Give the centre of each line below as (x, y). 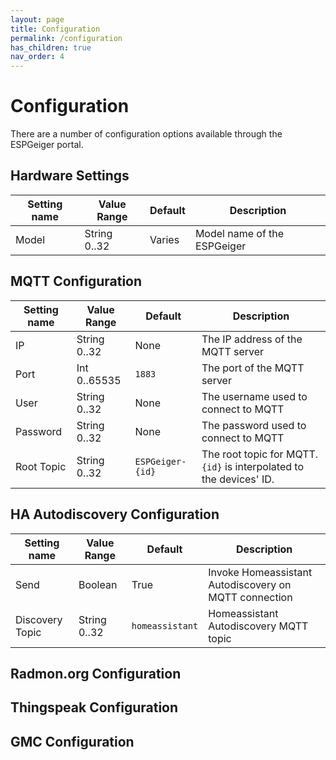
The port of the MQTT (253, 368)
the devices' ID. (238, 479)
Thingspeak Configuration (94, 707)
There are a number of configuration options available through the (146, 134)
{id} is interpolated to (252, 466)
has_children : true (51, 47)
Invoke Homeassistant (260, 572)
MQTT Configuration (76, 281)
